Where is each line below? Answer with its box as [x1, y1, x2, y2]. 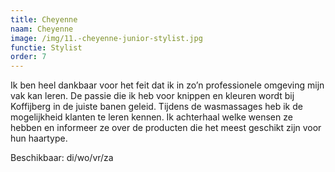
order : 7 [10, 52, 47, 62]
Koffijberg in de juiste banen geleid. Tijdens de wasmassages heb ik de [10, 101, 303, 113]
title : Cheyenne [10, 14, 78, 25]
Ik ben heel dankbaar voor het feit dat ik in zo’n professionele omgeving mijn [10, 79, 325, 91]
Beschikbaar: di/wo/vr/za [10, 152, 114, 164]
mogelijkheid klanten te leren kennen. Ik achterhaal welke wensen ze [10, 111, 293, 123]
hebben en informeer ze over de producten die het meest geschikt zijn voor [10, 122, 322, 134]
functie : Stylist [10, 42, 83, 53]
